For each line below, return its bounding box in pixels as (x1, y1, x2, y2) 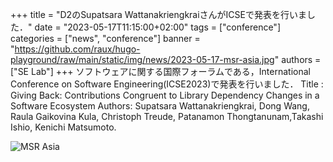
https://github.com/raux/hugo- (14, 43, 141, 55)
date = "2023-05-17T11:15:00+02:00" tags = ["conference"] (34, 21, 281, 33)
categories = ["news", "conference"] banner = (10, 33, 201, 44)
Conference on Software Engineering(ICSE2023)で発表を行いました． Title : (10, 78, 324, 90)
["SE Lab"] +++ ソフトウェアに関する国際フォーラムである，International (10, 66, 311, 77)
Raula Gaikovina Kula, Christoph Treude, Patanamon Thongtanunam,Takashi (10, 111, 324, 122)
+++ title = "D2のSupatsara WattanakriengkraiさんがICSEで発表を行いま (10, 9, 307, 20)
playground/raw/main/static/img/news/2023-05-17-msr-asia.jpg (10, 54, 275, 65)
